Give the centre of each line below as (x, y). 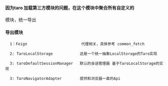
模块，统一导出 (21, 20)
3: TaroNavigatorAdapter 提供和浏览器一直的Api (65, 79)
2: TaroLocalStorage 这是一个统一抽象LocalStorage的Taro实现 (83, 54)
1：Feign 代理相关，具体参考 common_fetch (77, 44)
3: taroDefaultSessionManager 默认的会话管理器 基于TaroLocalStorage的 (85, 64)
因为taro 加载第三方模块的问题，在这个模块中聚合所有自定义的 (70, 8)
